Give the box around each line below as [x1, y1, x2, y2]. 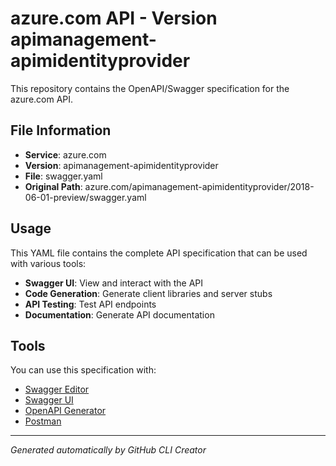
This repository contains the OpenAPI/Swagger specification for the [10, 82, 290, 94]
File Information [10, 122, 112, 139]
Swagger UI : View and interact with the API [24, 277, 204, 289]
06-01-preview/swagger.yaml [24, 191, 147, 203]
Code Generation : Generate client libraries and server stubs [24, 287, 273, 299]
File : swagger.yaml [24, 170, 103, 182]
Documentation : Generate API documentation [24, 308, 215, 321]
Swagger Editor [24, 383, 90, 396]
